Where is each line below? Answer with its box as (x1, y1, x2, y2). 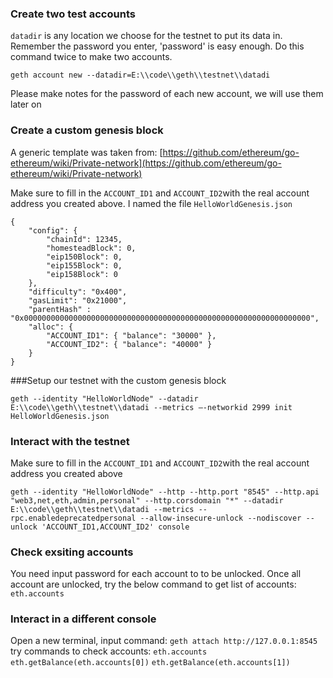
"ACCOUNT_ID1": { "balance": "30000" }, (46, 330, 217, 341)
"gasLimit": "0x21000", (28, 295, 128, 306)
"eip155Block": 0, (46, 260, 123, 271)
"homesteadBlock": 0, (46, 243, 137, 253)
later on (10, 98, 42, 111)
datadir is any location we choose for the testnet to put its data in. (10, 30, 283, 42)
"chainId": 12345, (46, 234, 123, 244)
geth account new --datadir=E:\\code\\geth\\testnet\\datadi (10, 70, 271, 81)
